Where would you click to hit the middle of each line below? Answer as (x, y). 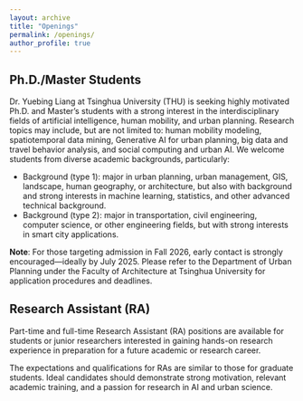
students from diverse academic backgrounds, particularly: (120, 159)
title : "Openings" (44, 26)
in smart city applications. (71, 234)
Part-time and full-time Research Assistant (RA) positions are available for (147, 330)
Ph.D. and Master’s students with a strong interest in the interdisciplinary (144, 111)
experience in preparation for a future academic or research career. (135, 350)
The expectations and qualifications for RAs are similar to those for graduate (151, 368)
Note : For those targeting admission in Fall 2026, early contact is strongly (146, 252)
